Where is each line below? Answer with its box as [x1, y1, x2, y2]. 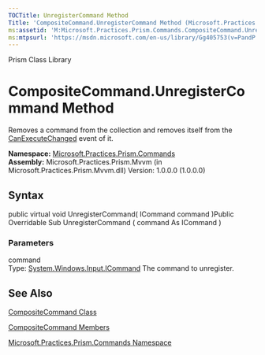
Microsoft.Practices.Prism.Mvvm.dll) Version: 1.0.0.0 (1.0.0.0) [8, 166, 206, 176]
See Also [8, 287, 53, 300]
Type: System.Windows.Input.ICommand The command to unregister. [8, 264, 234, 273]
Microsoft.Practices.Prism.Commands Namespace [8, 338, 172, 347]
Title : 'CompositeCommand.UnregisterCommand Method [8, 19, 181, 27]
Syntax [8, 188, 44, 202]
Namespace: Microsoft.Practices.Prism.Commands [8, 149, 176, 158]
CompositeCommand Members [8, 323, 110, 332]
